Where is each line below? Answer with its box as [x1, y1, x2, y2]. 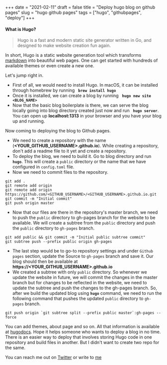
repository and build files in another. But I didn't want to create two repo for [5, 340, 160, 346]
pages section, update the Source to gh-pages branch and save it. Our [12, 253, 154, 259]
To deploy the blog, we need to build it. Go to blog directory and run [12, 153, 152, 159]
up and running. [12, 118, 45, 124]
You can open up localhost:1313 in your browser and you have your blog [12, 113, 162, 119]
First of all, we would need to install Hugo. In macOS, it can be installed [12, 82, 158, 88]
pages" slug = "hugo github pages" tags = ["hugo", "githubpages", [5, 9, 142, 15]
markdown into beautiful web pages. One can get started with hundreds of [5, 57, 158, 64]
